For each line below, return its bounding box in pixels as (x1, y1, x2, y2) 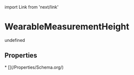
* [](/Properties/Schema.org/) (4, 64, 64, 70)
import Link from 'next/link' (4, 4, 59, 10)
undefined (4, 37, 25, 43)
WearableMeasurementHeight (4, 21, 130, 32)
